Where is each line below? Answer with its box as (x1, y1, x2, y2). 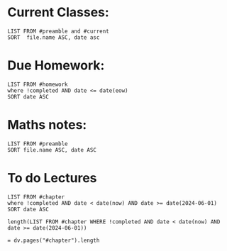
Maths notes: (7, 117, 87, 133)
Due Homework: (7, 57, 105, 74)
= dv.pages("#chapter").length (7, 237, 100, 244)
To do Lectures (7, 170, 97, 186)
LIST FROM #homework (7, 81, 69, 88)
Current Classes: (7, 4, 110, 21)
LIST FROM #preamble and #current (7, 28, 110, 35)
